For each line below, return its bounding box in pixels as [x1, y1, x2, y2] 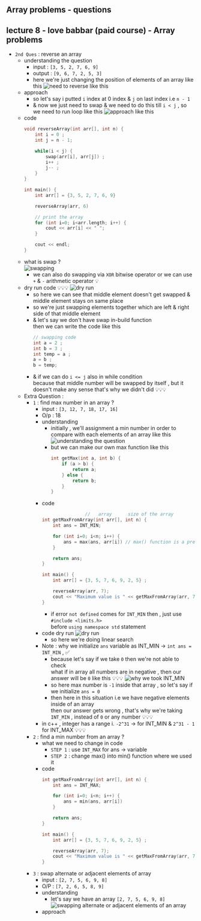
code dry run [41, 629, 74, 636]
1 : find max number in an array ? [32, 399, 115, 406]
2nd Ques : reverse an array [14, 50, 82, 58]
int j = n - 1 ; [35, 137, 73, 143]
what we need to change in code [41, 739, 123, 747]
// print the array [35, 214, 84, 220]
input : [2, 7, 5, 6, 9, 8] [41, 877, 108, 884]
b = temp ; [32, 362, 58, 368]
